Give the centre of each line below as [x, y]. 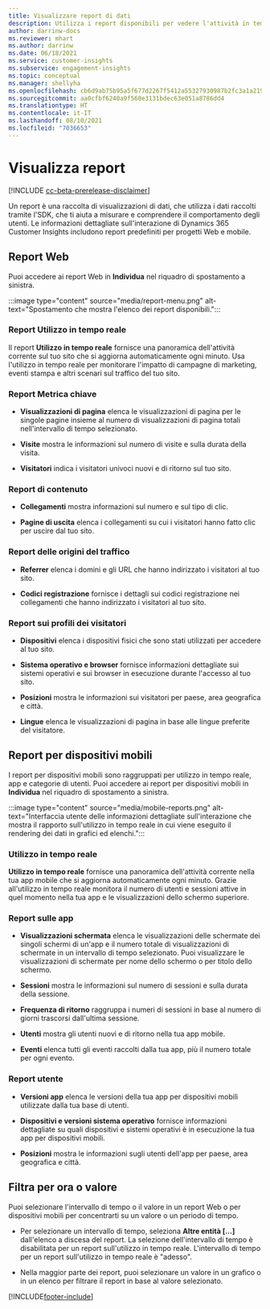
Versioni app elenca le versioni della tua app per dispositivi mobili [129, 1096]
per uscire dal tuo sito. [57, 531]
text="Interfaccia [36, 816]
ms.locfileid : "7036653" [50, 128]
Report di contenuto [48, 490]
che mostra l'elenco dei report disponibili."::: [147, 309]
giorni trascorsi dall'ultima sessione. [80, 1018]
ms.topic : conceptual [45, 76]
